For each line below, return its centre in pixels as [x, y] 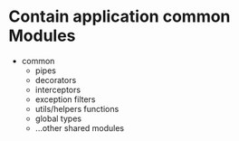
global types [58, 118]
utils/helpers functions [77, 108]
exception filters [65, 99]
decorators [56, 80]
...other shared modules [80, 127]
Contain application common [119, 17]
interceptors [58, 89]
